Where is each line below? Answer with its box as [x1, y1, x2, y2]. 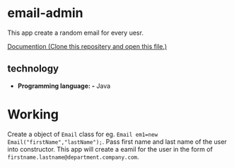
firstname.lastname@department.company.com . [7, 152, 139, 161]
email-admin [7, 5, 83, 21]
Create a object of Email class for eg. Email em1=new [7, 130, 158, 138]
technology [7, 62, 59, 75]
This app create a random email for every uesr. [7, 28, 144, 37]
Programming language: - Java [17, 82, 111, 90]
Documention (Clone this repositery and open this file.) [7, 42, 168, 50]
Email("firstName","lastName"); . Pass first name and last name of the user [7, 137, 228, 146]
